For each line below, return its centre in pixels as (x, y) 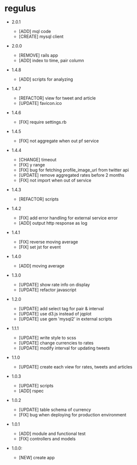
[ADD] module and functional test (52, 433)
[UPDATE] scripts (36, 385)
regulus (20, 8)
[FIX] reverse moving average (48, 242)
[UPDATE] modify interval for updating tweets (64, 348)
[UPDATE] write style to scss (47, 337)
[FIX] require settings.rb (43, 122)
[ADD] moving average (42, 266)
